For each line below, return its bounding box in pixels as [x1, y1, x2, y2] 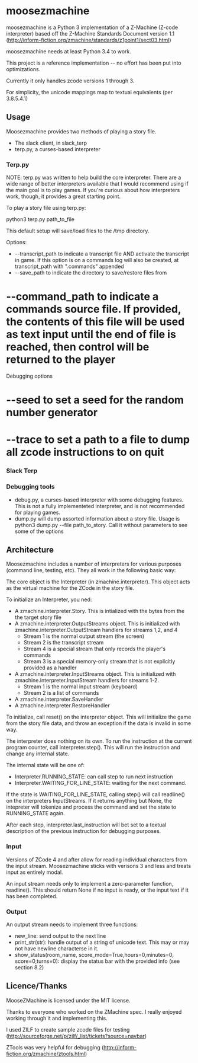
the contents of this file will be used [6, 315, 185, 328]
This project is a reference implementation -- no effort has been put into [6, 59, 181, 66]
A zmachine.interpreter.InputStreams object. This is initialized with [14, 671, 176, 678]
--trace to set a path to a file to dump [6, 433, 190, 446]
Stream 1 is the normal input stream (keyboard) [23, 683, 138, 690]
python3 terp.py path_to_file [6, 216, 75, 223]
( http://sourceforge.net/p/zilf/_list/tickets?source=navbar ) [6, 1032, 147, 1039]
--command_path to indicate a [6, 290, 159, 304]
